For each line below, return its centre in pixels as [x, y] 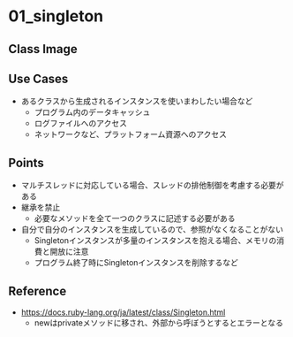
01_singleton [56, 16]
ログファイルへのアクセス [80, 123]
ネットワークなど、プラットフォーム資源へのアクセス [130, 134]
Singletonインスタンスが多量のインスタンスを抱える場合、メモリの [155, 241]
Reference [38, 291]
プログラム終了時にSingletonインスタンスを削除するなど [136, 263]
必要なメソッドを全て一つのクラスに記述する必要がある [135, 218]
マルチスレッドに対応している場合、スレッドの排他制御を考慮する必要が [152, 185]
